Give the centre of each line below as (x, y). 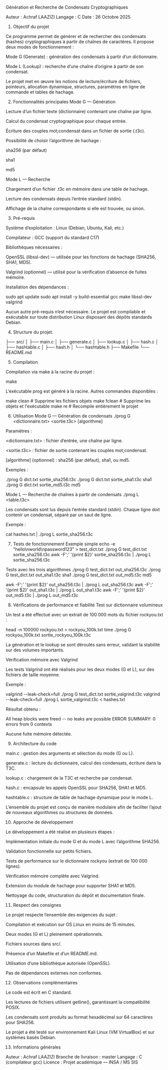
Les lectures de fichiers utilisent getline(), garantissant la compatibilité (78, 1002)
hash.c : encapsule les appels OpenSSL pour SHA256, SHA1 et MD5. (76, 788)
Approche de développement (43, 822)
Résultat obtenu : (23, 709)
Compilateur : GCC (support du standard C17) (52, 238)
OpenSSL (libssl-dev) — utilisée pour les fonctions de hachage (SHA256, (81, 257)
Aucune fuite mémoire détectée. (39, 734)
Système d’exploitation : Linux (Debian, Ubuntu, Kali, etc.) (65, 228)
